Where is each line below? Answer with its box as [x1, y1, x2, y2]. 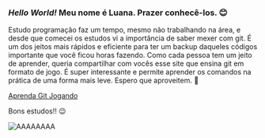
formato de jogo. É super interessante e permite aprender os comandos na [8, 67, 252, 77]
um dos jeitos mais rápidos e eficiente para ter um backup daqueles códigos [8, 42, 258, 52]
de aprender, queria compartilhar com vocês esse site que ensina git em [8, 59, 244, 68]
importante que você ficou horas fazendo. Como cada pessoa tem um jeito [8, 51, 253, 60]
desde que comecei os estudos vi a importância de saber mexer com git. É [8, 33, 252, 43]
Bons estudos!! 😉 [8, 106, 66, 116]
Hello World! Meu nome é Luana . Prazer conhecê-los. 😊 [8, 7, 228, 18]
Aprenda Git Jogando [8, 91, 78, 101]
